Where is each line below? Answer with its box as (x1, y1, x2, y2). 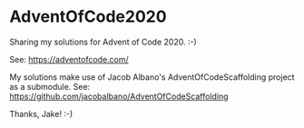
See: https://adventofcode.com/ (9, 54, 129, 64)
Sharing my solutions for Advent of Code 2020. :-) (9, 36, 197, 47)
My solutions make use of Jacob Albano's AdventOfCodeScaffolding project (9, 71, 295, 83)
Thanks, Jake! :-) (9, 108, 74, 119)
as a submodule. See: (9, 81, 91, 92)
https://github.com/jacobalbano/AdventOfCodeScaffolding (9, 91, 229, 102)
